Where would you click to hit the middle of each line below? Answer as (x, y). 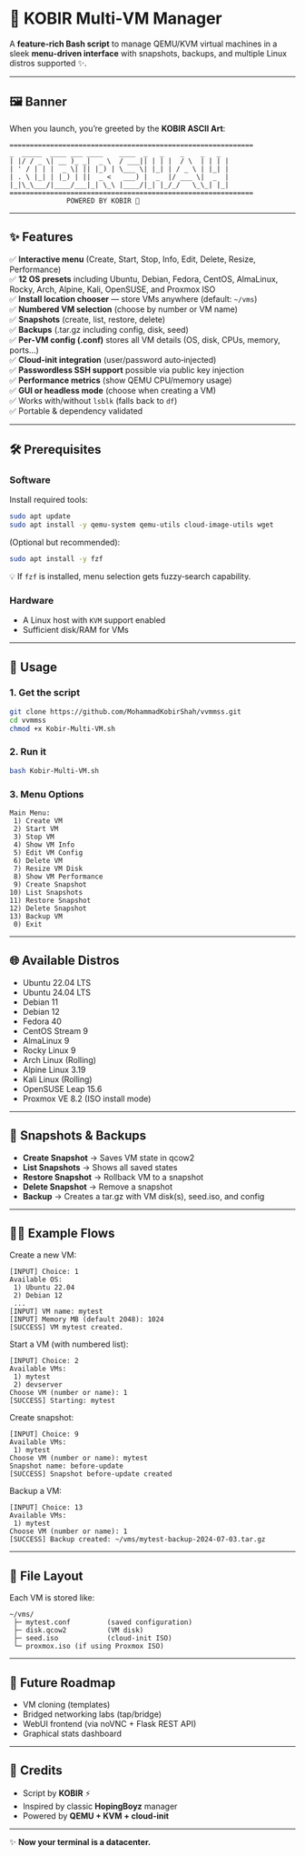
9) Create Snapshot (50, 884)
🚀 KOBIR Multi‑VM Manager (116, 19)
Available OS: (36, 1280)
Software (30, 479)
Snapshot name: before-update (67, 1466)
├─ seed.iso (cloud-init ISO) (93, 1639)
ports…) (24, 350)
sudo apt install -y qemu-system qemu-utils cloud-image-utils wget (142, 525)
